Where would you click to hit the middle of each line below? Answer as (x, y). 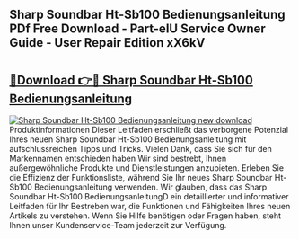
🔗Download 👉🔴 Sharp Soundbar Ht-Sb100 (131, 80)
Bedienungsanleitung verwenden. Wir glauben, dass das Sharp (151, 187)
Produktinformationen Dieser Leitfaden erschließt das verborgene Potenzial (149, 130)
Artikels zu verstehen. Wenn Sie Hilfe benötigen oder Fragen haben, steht (145, 216)
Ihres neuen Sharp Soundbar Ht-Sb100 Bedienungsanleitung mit (128, 139)
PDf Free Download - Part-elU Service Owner (138, 29)
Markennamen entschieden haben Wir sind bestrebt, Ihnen (118, 158)
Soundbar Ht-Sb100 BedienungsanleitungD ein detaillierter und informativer (149, 196)
